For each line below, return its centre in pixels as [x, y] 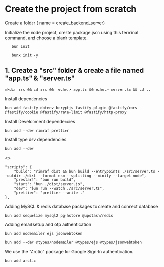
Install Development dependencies [40, 121]
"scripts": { [18, 167]
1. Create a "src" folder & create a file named [75, 70]
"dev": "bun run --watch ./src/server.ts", [59, 188]
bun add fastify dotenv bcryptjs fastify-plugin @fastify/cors [71, 108]
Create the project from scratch [71, 9]
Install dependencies [26, 99]
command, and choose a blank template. [46, 38]
